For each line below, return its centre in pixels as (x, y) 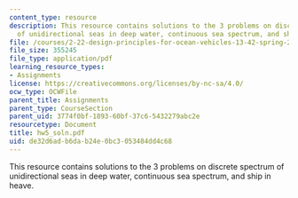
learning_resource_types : (57, 67)
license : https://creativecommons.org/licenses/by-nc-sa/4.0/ (126, 83)
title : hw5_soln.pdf (47, 133)
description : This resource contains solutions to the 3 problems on (141, 26)
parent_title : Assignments (59, 100)
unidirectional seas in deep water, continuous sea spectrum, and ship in (141, 176)
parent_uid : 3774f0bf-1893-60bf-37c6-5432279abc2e (105, 116)
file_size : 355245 (43, 51)
